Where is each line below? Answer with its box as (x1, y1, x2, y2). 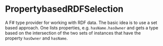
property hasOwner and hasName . (5, 35, 68, 41)
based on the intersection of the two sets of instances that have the (5, 30, 141, 36)
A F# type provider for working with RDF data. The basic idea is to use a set (5, 20, 158, 25)
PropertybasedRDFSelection (5, 3, 123, 15)
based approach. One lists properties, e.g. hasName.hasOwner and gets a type (5, 24, 159, 30)
